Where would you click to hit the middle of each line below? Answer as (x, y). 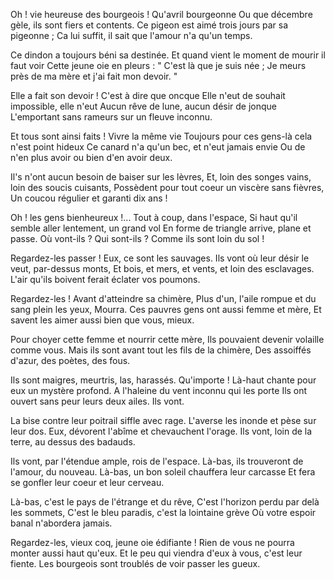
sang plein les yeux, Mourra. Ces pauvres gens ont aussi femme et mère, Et (166, 309)
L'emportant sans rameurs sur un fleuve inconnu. (111, 117)
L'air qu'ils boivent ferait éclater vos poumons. (105, 279)
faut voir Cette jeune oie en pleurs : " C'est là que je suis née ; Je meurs (158, 65)
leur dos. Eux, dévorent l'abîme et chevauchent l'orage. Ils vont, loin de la (161, 431)
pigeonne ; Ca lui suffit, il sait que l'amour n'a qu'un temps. (131, 35)
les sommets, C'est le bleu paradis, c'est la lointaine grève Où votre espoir (163, 512)
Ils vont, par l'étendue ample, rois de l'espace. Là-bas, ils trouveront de (157, 461)
